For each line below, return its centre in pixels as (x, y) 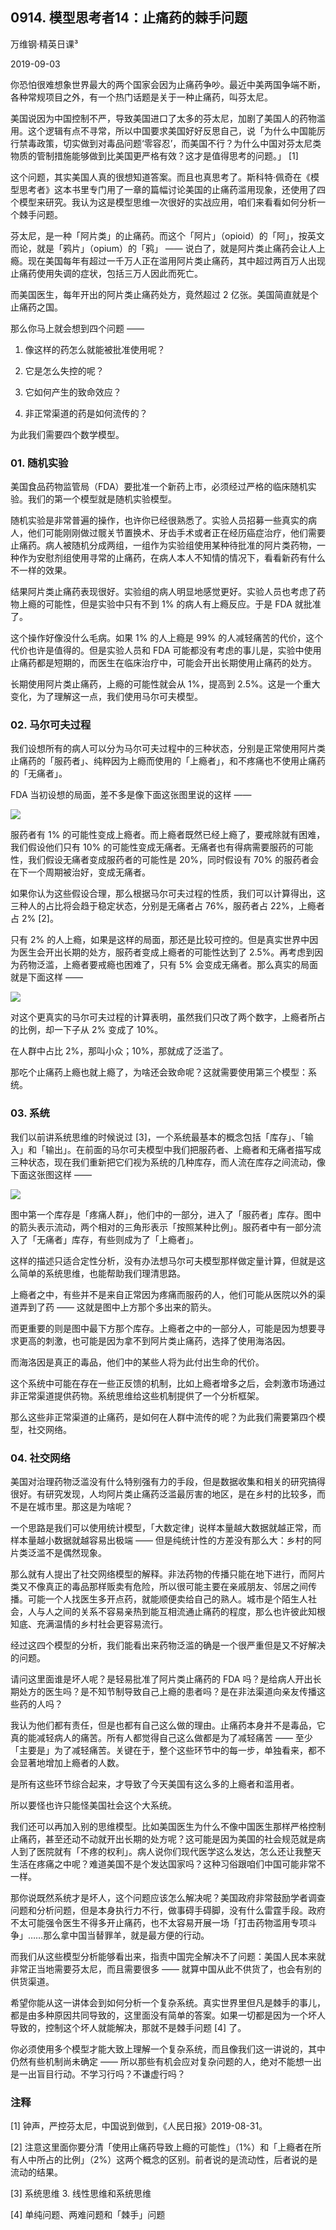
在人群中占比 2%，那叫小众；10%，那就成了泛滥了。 (119, 1051)
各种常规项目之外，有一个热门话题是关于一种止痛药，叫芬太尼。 (141, 97)
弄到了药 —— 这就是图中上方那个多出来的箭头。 (117, 1307)
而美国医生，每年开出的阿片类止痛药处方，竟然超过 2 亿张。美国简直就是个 (164, 294)
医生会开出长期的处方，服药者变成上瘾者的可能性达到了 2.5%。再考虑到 (166, 952)
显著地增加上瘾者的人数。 (71, 1762)
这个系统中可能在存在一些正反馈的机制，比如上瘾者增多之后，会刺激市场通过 (168, 1383)
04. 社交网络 (40, 1458)
